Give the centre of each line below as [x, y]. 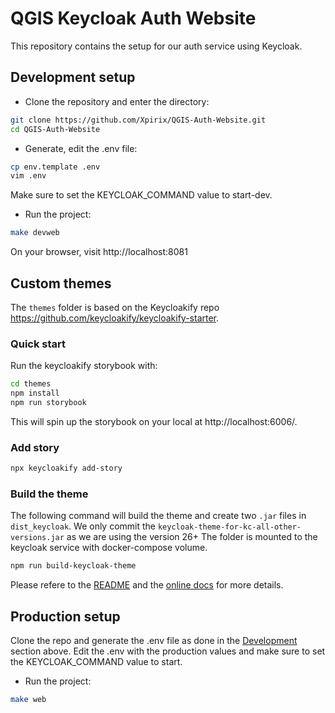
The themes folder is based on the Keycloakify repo [115, 307]
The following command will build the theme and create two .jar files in [158, 516]
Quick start [38, 344]
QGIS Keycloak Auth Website [133, 18]
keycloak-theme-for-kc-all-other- [229, 527]
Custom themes [61, 283]
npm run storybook [48, 402]
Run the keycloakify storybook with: [84, 366]
